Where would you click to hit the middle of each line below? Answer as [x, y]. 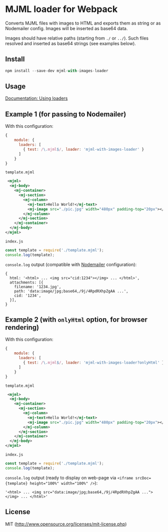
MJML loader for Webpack [61, 9]
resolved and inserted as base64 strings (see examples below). [70, 43]
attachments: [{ [26, 282]
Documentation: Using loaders [36, 98]
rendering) [22, 327]
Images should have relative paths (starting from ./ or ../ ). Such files [77, 38]
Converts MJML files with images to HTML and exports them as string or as [83, 23]
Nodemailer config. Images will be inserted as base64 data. [66, 28]
